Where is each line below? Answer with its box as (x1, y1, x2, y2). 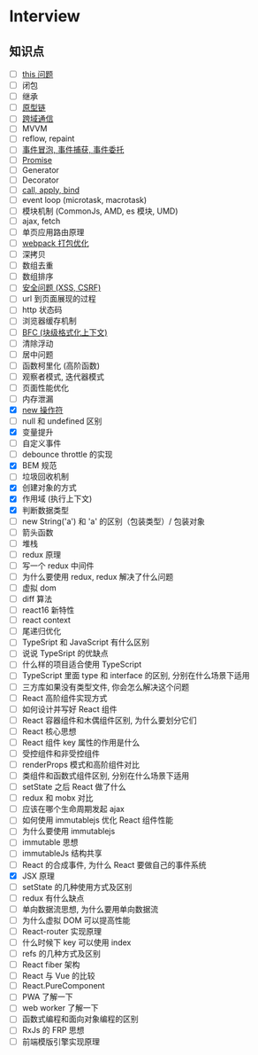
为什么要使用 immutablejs (21, 826, 116, 837)
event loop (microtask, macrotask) (21, 194, 148, 205)
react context (21, 614, 71, 626)
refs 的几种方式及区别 (21, 949, 102, 958)
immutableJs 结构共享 (21, 848, 102, 859)
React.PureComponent (21, 981, 105, 991)
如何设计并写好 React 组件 (21, 703, 118, 715)
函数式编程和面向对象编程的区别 (21, 1013, 139, 1025)
